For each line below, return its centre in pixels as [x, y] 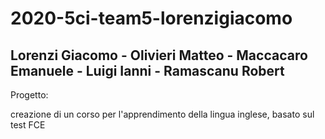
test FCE [28, 125]
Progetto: [29, 95]
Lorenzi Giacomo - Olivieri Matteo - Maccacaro [159, 55]
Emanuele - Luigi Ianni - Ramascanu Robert [147, 70]
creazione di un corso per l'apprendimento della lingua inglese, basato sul [162, 114]
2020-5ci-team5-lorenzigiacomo [151, 18]
